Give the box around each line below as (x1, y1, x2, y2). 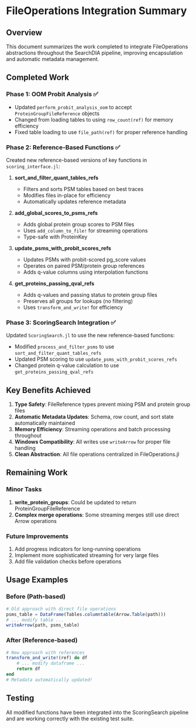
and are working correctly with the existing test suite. (6, 715, 135, 722)
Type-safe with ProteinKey (23, 233, 88, 240)
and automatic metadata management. (6, 56, 99, 62)
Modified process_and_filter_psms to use (14, 343, 115, 350)
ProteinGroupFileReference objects (14, 110, 100, 117)
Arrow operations (14, 517, 57, 524)
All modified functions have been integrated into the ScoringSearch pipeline (6, 709, 189, 716)
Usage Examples (6, 575, 68, 585)
